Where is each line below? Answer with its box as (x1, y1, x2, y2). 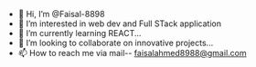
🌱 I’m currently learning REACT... (17, 28, 142, 38)
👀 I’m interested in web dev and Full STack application (17, 18, 222, 29)
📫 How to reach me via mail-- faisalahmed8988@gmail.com (17, 48, 247, 58)
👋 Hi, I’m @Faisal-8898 (17, 9, 105, 19)
